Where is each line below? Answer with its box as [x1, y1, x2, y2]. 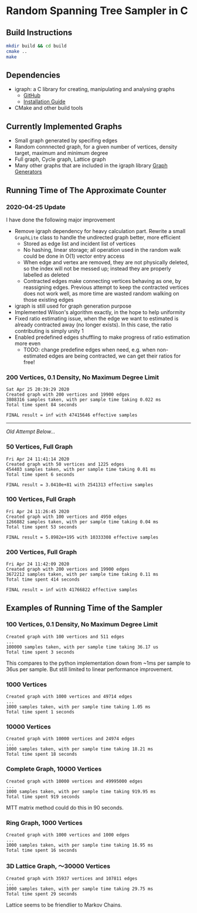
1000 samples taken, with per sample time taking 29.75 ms [6, 886, 154, 892]
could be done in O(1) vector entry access [23, 252, 125, 260]
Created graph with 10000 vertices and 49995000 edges [6, 778, 143, 784]
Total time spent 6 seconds [6, 471, 75, 477]
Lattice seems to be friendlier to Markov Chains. [6, 901, 122, 908]
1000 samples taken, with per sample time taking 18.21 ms [6, 746, 154, 752]
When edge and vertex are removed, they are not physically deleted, [23, 258, 189, 265]
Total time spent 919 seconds [6, 794, 80, 800]
